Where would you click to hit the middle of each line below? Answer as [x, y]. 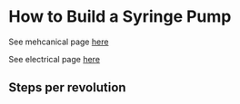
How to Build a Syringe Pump [120, 17]
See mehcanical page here [59, 42]
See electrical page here [55, 59]
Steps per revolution [67, 88]
